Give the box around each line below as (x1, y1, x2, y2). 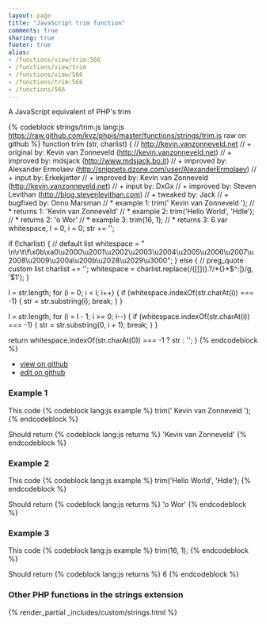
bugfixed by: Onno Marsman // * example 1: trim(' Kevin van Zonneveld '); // (8, 198, 255, 208)
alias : (8, 48, 30, 56)
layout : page (8, 11, 51, 20)
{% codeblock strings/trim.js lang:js (8, 122, 125, 132)
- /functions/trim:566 (8, 78, 83, 86)
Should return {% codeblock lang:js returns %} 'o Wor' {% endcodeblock (8, 499, 247, 508)
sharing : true (8, 33, 55, 42)
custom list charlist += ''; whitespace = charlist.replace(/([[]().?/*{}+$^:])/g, (8, 264, 253, 274)
